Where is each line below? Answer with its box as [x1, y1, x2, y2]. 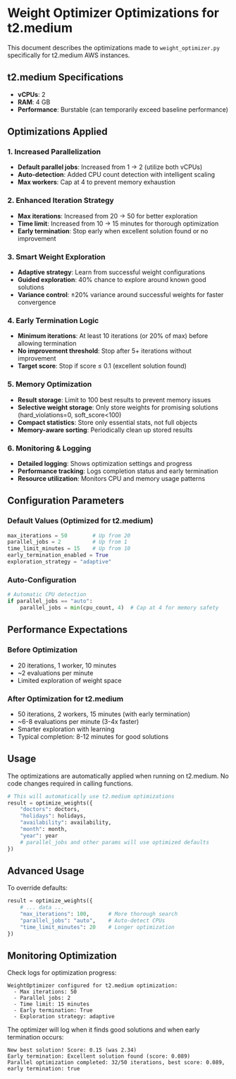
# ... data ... [20, 904, 65, 911]
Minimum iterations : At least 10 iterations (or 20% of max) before [17, 332, 209, 340]
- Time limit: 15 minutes [13, 1001, 90, 1008]
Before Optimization [7, 645, 77, 655]
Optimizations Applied [7, 126, 108, 138]
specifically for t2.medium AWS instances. [7, 51, 130, 59]
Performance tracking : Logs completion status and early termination [17, 467, 218, 475]
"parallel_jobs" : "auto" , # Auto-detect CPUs [20, 917, 166, 924]
